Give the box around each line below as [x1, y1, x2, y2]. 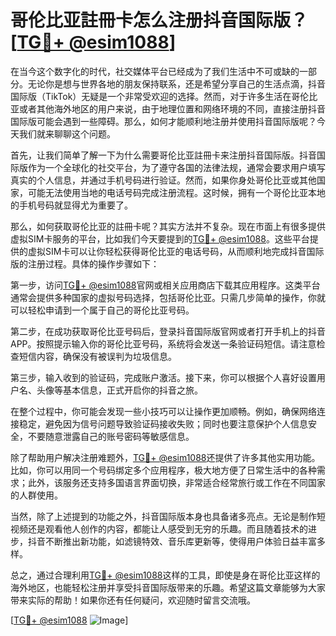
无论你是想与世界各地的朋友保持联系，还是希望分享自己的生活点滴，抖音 [27, 77, 326, 90]
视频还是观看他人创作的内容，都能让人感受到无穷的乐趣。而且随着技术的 [10, 522, 308, 535]
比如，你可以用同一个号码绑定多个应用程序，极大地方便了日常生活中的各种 [10, 464, 317, 476]
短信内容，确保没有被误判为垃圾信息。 [18, 350, 177, 362]
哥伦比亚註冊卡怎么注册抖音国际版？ [10, 9, 309, 32]
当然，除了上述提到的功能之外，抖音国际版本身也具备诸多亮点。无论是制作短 [10, 510, 326, 522]
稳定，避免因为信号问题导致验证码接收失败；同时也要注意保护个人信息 [18, 417, 308, 430]
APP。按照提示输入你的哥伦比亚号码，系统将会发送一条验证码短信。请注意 [10, 337, 317, 350]
